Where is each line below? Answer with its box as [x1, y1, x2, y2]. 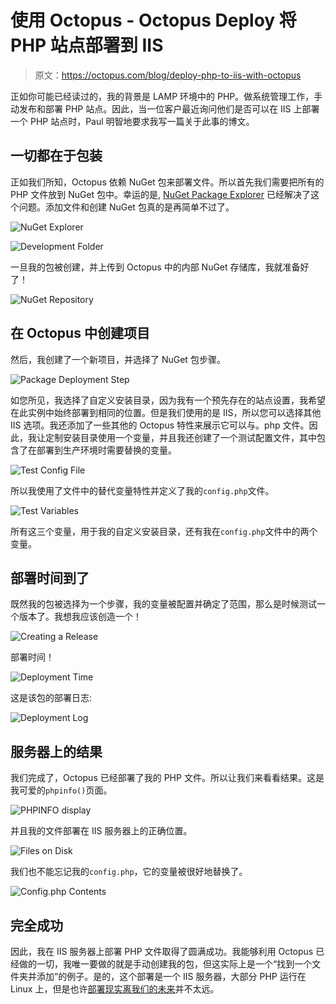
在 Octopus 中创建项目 [10, 325, 150, 342]
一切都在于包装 [10, 147, 103, 165]
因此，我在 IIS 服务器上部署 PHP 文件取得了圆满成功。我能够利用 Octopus [10, 946, 314, 957]
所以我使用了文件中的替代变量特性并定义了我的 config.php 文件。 [10, 484, 275, 496]
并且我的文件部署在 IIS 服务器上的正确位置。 [10, 825, 193, 837]
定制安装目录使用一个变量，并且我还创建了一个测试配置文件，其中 [44, 431, 317, 443]
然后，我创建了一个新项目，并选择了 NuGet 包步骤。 [10, 353, 226, 365]
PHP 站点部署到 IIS [10, 34, 164, 57]
